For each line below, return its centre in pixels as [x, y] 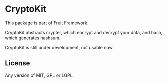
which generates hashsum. [33, 38]
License [18, 63]
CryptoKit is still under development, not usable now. [59, 47]
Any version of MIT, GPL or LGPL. [40, 75]
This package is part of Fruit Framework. [47, 23]
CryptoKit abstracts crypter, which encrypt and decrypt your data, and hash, [84, 32]
